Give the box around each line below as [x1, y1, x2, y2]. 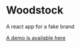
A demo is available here [6, 34, 66, 41]
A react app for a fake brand [6, 23, 75, 30]
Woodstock [6, 4, 64, 17]
